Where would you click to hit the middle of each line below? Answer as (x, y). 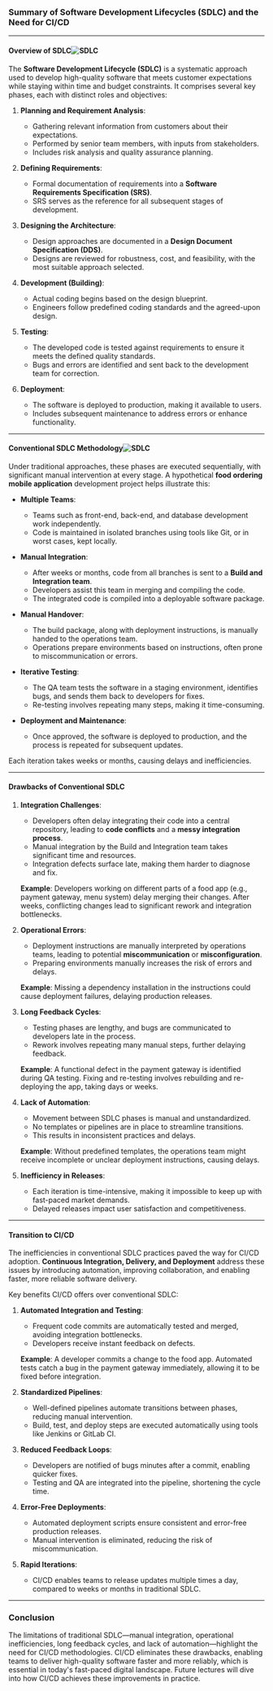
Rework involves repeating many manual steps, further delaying (139, 1044)
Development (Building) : (62, 282)
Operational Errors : (53, 930)
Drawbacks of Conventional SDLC (67, 787)
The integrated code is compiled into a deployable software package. (148, 598)
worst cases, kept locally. (75, 541)
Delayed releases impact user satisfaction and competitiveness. (139, 1208)
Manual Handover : (52, 614)
